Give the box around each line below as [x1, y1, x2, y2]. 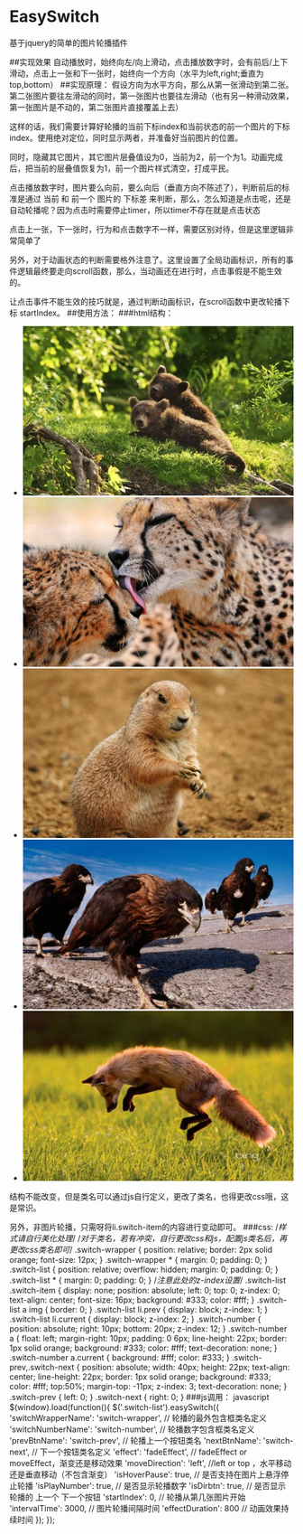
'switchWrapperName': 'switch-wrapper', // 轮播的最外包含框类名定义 [9, 1412, 268, 1423]
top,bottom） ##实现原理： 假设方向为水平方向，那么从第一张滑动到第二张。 [9, 79, 294, 89]
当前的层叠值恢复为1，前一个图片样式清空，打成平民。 [32, 163, 234, 174]
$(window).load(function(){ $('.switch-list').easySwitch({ [9, 1401, 220, 1412]
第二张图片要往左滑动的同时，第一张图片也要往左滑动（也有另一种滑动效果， [9, 90, 294, 101]
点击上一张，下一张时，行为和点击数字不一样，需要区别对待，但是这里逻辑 [9, 223, 286, 234]
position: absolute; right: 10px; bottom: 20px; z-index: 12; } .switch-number [9, 1322, 288, 1334]
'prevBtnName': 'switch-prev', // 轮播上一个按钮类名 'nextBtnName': [9, 1435, 262, 1445]
